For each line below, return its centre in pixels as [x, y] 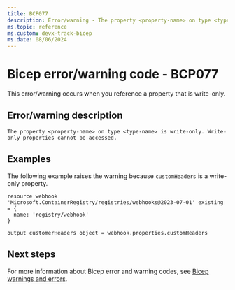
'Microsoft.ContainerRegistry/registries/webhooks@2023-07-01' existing [115, 202]
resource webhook [33, 196]
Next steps [31, 255]
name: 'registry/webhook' [51, 215]
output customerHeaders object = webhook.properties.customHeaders [108, 233]
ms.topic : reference [37, 27]
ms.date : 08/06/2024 [37, 40]
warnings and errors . [37, 278]
